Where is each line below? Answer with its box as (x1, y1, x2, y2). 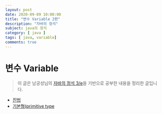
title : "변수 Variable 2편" (5, 16, 61, 21)
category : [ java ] (5, 30, 46, 35)
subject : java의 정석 (5, 26, 47, 31)
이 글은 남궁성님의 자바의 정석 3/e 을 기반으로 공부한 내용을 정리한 (17, 80, 144, 86)
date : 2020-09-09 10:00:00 (5, 12, 61, 17)
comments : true (5, 40, 37, 45)
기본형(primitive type (12, 103, 55, 109)
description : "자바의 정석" (5, 21, 58, 26)
